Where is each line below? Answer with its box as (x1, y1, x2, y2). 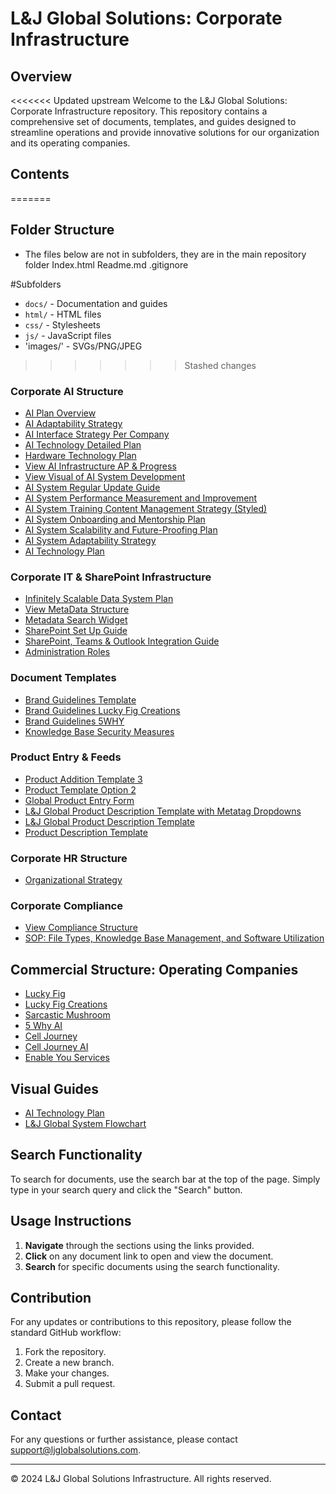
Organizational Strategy (24, 874, 123, 886)
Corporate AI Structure (10, 384, 124, 398)
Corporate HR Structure (10, 851, 128, 865)
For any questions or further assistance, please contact (10, 1433, 238, 1446)
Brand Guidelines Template (24, 693, 137, 706)
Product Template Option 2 (24, 783, 137, 796)
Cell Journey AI (24, 1041, 89, 1053)
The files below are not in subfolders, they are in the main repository (24, 248, 307, 260)
